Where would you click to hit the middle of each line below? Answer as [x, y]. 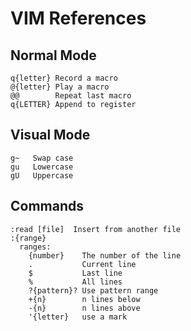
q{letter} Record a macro [64, 78]
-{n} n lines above [84, 308]
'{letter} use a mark [78, 317]
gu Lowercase [42, 167]
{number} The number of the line [105, 255]
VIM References [78, 18]
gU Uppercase [42, 175]
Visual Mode [50, 135]
